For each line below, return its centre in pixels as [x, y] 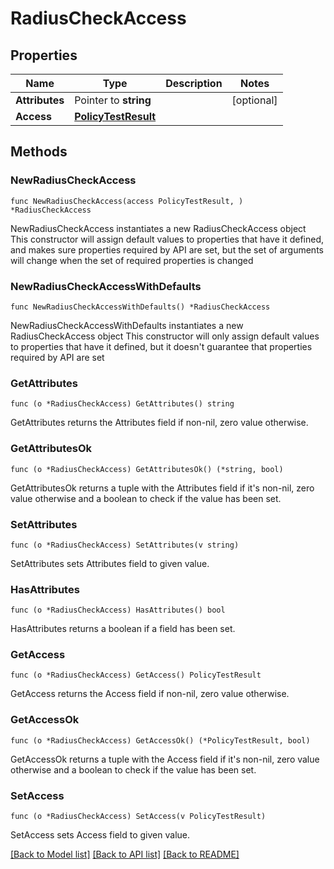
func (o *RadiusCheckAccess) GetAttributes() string [122, 404]
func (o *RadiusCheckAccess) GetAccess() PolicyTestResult [136, 675]
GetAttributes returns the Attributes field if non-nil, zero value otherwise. [159, 423]
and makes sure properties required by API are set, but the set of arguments [167, 249]
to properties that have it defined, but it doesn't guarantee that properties [161, 346]
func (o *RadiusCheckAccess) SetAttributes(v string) [125, 545]
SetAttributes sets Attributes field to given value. [110, 563]
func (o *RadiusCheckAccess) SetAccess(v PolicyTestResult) [138, 817]
